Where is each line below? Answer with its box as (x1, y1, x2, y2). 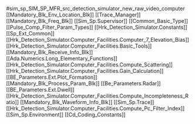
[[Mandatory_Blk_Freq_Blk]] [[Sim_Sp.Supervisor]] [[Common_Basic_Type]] (6, 18, 189, 24)
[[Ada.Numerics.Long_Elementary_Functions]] (6, 55, 117, 62)
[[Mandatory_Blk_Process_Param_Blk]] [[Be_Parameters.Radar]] (6, 80, 161, 87)
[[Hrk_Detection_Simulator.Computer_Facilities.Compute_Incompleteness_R (6, 92, 189, 99)
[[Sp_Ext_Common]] (6, 30, 55, 37)
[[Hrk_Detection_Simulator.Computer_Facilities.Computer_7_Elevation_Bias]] (6, 36, 190, 43)
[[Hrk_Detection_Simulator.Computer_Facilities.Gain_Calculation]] (6, 68, 164, 74)
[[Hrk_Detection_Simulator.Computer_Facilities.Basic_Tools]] (6, 42, 152, 49)
